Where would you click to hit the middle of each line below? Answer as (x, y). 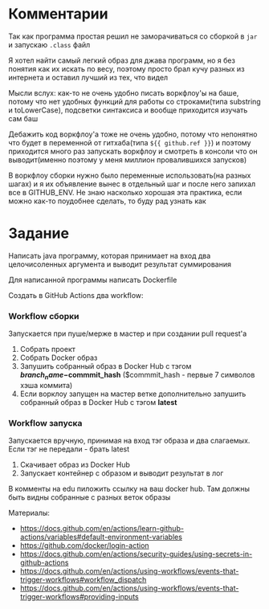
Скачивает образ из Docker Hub (75, 465)
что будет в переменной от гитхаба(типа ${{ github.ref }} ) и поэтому (130, 142)
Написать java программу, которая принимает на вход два (110, 255)
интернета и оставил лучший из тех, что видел (88, 77)
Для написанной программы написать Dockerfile (93, 280)
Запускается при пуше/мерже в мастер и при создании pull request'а (128, 333)
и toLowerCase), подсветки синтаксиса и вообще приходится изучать (128, 110)
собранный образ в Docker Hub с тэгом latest (98, 402)
